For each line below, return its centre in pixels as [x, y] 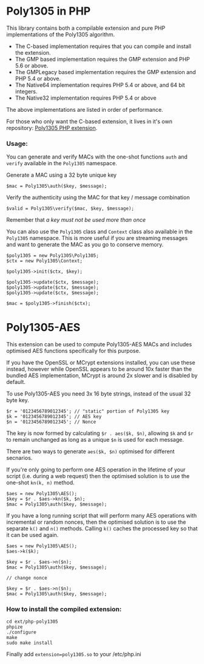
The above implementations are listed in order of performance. [85, 109]
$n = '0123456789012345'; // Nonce [51, 422]
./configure [21, 632]
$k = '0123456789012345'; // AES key [54, 417]
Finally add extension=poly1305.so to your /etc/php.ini [74, 654]
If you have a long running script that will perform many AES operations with [102, 516]
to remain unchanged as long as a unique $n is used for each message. [95, 440]
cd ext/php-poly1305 [32, 622]
